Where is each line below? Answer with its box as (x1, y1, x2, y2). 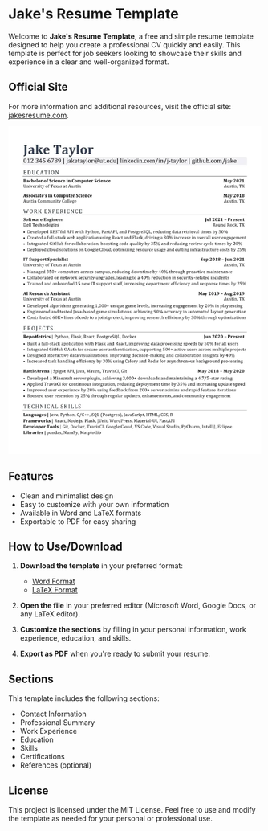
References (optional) (19, 760, 92, 770)
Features (8, 469, 54, 483)
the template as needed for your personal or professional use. (8, 813, 213, 823)
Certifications (19, 752, 66, 762)
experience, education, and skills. (19, 633, 132, 643)
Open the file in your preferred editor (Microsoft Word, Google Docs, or (19, 600, 257, 611)
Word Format (31, 576, 75, 587)
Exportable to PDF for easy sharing (19, 516, 136, 526)
